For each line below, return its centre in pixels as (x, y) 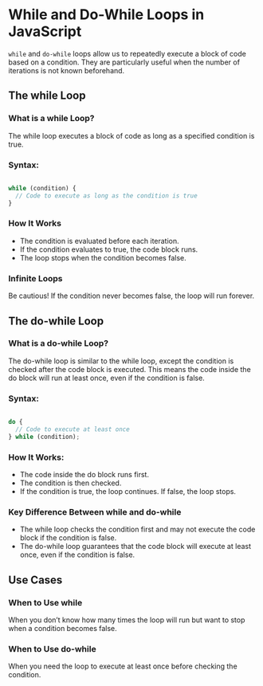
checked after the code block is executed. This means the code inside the (130, 369)
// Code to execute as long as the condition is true (106, 196)
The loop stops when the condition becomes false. (103, 257)
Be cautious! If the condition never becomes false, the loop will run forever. (131, 296)
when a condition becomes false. (63, 629)
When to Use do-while (53, 649)
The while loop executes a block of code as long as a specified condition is (131, 135)
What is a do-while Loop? (59, 343)
